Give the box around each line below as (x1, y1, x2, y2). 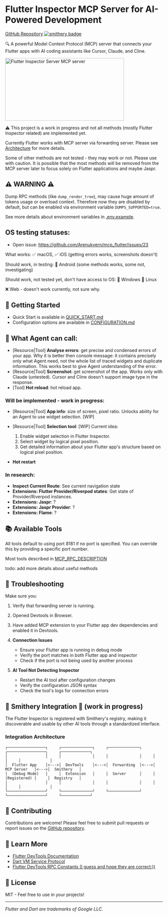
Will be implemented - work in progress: (5, 397, 105, 404)
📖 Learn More (5, 840, 48, 848)
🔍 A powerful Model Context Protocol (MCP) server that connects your (5, 41, 152, 47)
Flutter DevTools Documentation (12, 853, 79, 859)
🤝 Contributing (5, 806, 52, 815)
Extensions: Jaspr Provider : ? (12, 504, 75, 510)
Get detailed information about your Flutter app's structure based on (19, 444, 161, 450)
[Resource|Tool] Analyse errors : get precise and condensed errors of (12, 347, 156, 353)
